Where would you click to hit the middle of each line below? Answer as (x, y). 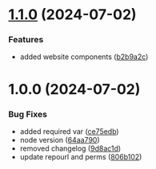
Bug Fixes (28, 114)
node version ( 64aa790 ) (60, 140)
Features (26, 40)
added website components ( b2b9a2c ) (84, 57)
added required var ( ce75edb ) (69, 131)
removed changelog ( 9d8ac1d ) (70, 148)
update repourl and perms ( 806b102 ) (81, 156)
